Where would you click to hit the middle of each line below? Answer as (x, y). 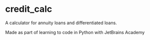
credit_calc (29, 9)
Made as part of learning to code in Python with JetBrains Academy (75, 32)
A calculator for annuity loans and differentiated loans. (61, 23)
